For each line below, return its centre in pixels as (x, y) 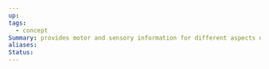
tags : (17, 23)
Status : (21, 52)
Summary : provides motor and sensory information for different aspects (132, 38)
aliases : (23, 45)
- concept (32, 30)
